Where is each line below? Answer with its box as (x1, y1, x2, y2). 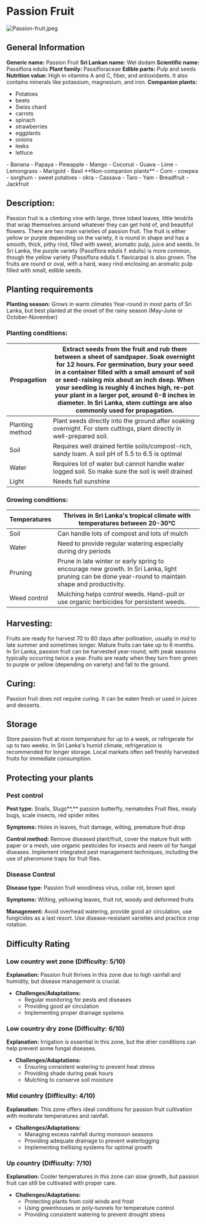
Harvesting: (6, 618, 53, 629)
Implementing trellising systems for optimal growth (24, 1143, 153, 1151)
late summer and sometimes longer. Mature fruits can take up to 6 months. (6, 641, 195, 649)
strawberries (15, 123, 48, 130)
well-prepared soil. (53, 431, 109, 440)
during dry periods (57, 547, 112, 555)
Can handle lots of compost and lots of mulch (57, 529, 188, 537)
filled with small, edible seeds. (6, 266, 83, 274)
